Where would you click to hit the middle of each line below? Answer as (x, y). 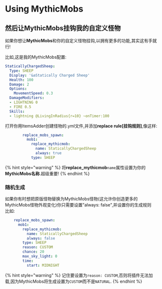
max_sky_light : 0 (40, 256)
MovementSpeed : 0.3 (33, 93)
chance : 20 (33, 252)
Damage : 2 (19, 84)
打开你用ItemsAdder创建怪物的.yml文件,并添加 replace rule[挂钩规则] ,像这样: (81, 126)
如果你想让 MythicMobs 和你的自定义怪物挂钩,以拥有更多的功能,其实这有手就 (81, 41)
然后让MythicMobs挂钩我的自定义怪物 (63, 28)
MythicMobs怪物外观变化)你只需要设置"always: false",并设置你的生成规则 (78, 205)
